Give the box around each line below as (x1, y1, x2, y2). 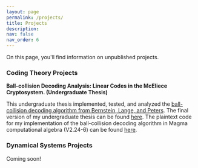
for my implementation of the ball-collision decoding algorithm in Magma (6, 120, 188, 127)
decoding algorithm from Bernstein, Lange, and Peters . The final (28, 107, 189, 114)
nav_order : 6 (6, 37, 39, 43)
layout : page (6, 8, 39, 15)
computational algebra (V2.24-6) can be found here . (6, 126, 137, 134)
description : (6, 25, 39, 32)
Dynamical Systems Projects (6, 141, 93, 150)
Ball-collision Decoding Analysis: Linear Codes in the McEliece (6, 82, 168, 89)
